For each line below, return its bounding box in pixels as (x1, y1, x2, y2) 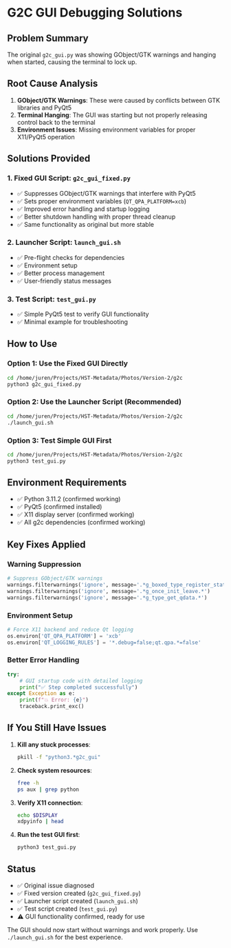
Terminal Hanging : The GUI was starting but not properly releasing (16, 110, 208, 119)
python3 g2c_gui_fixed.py (7, 381, 81, 387)
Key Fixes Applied (7, 538, 86, 550)
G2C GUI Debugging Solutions (7, 5, 183, 21)
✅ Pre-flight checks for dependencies (16, 253, 125, 261)
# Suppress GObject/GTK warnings (7, 575, 103, 582)
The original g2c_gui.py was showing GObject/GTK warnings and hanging (7, 50, 217, 59)
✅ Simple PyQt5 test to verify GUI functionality (16, 310, 149, 319)
